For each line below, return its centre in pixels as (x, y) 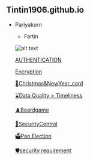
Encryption (28, 72)
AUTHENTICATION (38, 59)
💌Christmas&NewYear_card (49, 83)
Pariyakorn (28, 24)
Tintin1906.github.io (45, 10)
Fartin (31, 36)
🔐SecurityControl (36, 124)
